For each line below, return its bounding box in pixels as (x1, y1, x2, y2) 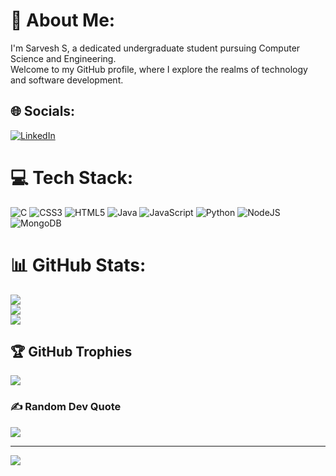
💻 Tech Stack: (10, 166, 134, 189)
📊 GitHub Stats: (10, 254, 147, 276)
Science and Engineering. (10, 52, 117, 64)
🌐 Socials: (10, 103, 76, 120)
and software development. (10, 74, 124, 86)
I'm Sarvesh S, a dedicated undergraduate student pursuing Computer (10, 42, 301, 54)
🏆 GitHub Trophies (10, 344, 133, 361)
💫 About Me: (10, 9, 116, 32)
